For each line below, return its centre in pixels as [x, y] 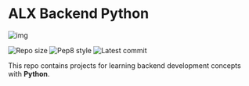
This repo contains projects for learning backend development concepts [125, 65]
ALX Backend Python [79, 14]
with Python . [29, 73]
